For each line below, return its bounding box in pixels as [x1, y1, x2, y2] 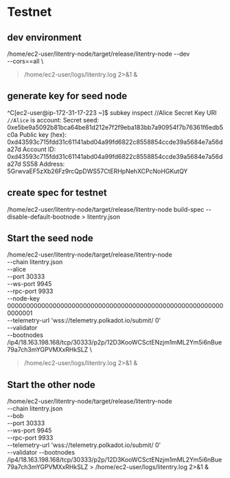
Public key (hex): [19, 130, 67, 138]
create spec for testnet [7, 187, 108, 199]
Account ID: [23, 145, 56, 153]
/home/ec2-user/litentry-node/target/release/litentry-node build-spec [7, 205, 205, 213]
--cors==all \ [7, 57, 44, 65]
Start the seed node [7, 232, 94, 244]
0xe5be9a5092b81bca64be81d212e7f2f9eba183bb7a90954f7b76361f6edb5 [7, 123, 224, 131]
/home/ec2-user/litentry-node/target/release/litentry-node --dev [7, 50, 190, 58]
